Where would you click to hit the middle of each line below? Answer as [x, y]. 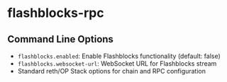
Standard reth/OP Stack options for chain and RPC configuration [112, 71]
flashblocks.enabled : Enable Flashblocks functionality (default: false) [119, 56]
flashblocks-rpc [56, 13]
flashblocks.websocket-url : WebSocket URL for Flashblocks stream [117, 64]
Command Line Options [60, 39]
